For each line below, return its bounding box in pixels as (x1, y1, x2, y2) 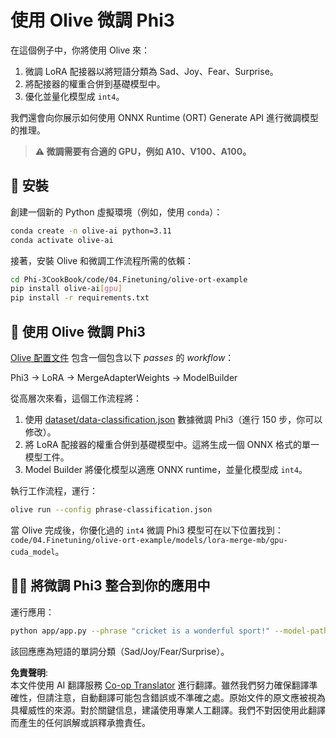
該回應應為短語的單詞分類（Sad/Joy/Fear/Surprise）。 (10, 645, 230, 657)
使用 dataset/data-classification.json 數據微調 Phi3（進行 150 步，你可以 (24, 413, 323, 425)
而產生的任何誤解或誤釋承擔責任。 (10, 716, 151, 728)
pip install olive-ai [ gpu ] (10, 284, 123, 294)
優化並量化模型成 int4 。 (24, 90, 125, 102)
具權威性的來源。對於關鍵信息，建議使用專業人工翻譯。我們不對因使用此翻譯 (10, 704, 326, 716)
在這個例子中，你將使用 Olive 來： (10, 44, 151, 56)
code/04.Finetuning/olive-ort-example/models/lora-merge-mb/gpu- (10, 535, 288, 545)
